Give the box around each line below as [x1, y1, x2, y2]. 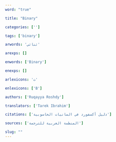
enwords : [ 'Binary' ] [5, 60, 47, 64]
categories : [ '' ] [5, 25, 40, 30]
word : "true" [5, 7, 32, 12]
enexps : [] [5, 68, 27, 73]
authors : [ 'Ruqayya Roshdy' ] [5, 95, 64, 99]
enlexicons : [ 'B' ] [5, 86, 42, 91]
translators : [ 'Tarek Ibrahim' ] [5, 103, 70, 108]
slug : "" [5, 129, 23, 135]
